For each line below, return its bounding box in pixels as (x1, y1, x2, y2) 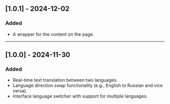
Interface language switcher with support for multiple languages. (12, 93, 148, 99)
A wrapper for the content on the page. (12, 31, 95, 37)
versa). (12, 88, 28, 94)
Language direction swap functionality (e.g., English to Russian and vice (12, 82, 163, 88)
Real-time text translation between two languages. (12, 77, 118, 83)
